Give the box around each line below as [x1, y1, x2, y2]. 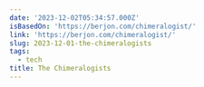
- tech [17, 55, 43, 64]
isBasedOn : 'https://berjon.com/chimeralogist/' [9, 22, 197, 31]
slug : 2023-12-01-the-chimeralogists [9, 38, 152, 48]
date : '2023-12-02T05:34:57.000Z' [9, 13, 141, 23]
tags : [9, 47, 30, 56]
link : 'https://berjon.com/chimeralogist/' [9, 30, 177, 39]
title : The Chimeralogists [9, 64, 112, 73]
